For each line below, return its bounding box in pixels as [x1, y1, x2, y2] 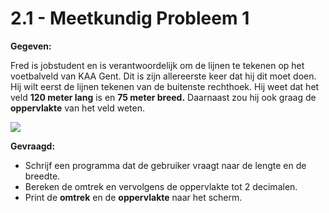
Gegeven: [10, 40, 52, 52]
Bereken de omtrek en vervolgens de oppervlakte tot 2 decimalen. [24, 180, 298, 192]
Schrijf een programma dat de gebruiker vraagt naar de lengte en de [24, 159, 307, 171]
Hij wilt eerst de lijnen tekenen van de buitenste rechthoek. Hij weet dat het [10, 80, 320, 92]
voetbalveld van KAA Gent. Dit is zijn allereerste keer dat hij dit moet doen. [10, 70, 317, 82]
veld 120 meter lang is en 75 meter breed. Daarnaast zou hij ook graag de [10, 91, 317, 103]
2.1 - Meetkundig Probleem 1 [10, 7, 250, 30]
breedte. [24, 170, 61, 182]
